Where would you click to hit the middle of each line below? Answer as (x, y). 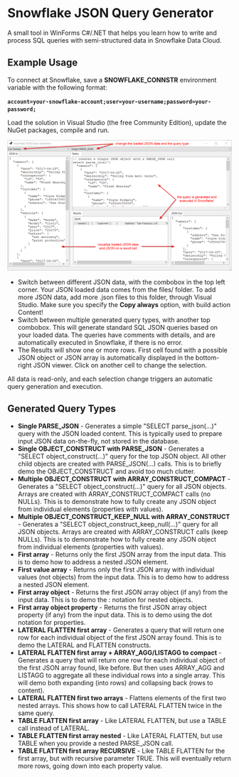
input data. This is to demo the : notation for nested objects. (105, 599)
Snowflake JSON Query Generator (111, 13)
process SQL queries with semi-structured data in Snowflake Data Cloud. (115, 40)
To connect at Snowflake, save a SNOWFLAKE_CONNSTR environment (112, 80)
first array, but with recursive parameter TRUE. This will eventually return (124, 758)
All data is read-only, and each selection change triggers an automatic (110, 379)
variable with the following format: (58, 87)
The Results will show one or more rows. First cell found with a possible (122, 350)
